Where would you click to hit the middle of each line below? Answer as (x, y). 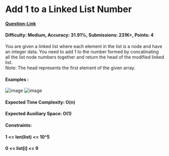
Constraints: (19, 125)
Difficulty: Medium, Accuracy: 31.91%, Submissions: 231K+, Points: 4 (79, 35)
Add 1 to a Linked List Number (69, 9)
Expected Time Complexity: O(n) (40, 102)
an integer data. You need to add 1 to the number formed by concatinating (82, 51)
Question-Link (21, 23)
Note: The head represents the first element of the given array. (70, 68)
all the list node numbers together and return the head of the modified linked (85, 57)
